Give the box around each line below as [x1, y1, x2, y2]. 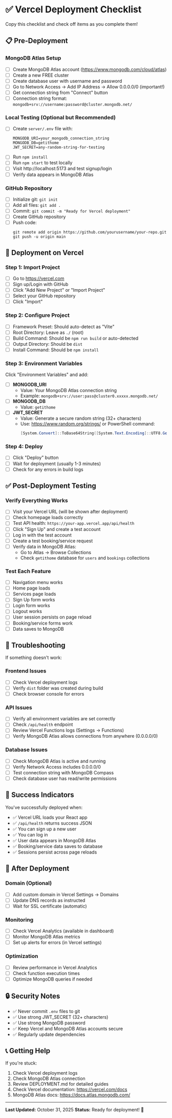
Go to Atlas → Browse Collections [20, 549, 91, 555]
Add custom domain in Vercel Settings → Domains [12, 891, 119, 897]
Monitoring [5, 916, 34, 923]
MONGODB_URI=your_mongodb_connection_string [12, 136, 110, 141]
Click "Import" [12, 298, 43, 305]
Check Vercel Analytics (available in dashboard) [12, 928, 114, 934]
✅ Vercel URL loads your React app [12, 814, 88, 820]
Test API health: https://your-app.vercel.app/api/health [12, 520, 135, 526]
